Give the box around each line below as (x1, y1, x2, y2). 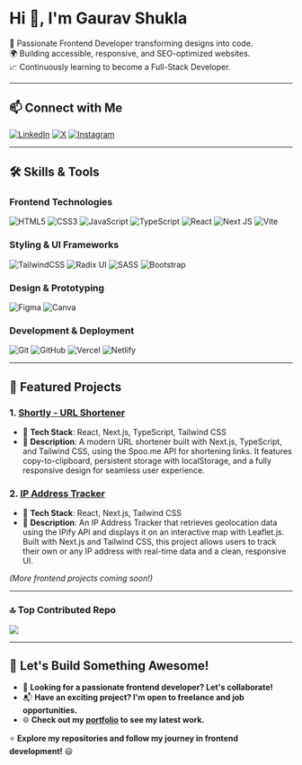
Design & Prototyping (9, 281, 105, 294)
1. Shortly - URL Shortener (9, 406, 126, 419)
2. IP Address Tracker (9, 487, 105, 500)
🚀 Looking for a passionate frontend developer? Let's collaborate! (22, 682, 273, 693)
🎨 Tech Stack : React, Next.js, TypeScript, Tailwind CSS (22, 427, 226, 438)
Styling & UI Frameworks (9, 238, 120, 251)
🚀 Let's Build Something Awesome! (9, 658, 209, 673)
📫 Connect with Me (9, 101, 123, 116)
